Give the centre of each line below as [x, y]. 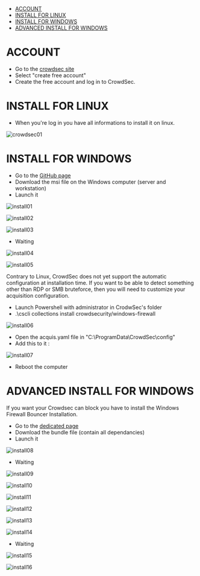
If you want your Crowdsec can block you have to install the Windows [93, 408]
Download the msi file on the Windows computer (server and [90, 182]
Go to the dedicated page [47, 426]
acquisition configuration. [38, 295]
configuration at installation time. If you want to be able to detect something [100, 283]
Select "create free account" [50, 75]
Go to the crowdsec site [45, 69]
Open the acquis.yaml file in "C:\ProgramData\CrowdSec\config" [95, 337]
